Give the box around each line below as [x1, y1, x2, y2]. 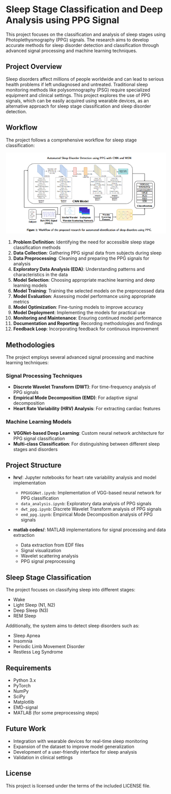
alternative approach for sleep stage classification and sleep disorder [6, 103, 152, 109]
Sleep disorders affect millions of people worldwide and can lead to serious [6, 76, 164, 82]
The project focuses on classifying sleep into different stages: [6, 587, 135, 593]
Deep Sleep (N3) [13, 607, 49, 613]
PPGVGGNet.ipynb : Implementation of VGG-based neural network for [20, 490, 162, 496]
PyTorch [13, 683, 31, 689]
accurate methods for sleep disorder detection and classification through [6, 42, 159, 48]
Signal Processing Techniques [6, 372, 83, 379]
